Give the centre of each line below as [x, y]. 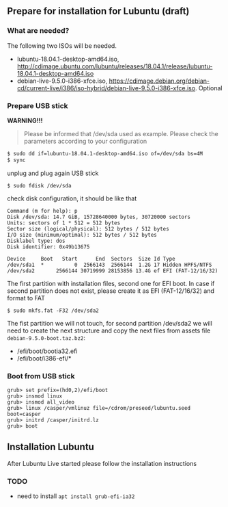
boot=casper [24, 414]
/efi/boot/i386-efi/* [44, 358]
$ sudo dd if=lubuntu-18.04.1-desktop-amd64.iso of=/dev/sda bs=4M [105, 153]
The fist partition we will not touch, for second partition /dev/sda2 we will [110, 323]
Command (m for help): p [42, 211]
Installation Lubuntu [51, 447]
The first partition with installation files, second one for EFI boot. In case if [111, 283]
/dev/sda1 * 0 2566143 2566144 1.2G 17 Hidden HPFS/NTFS [110, 265]
